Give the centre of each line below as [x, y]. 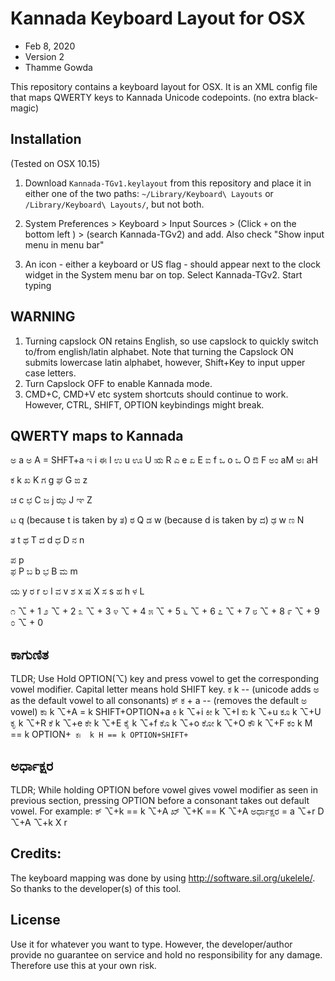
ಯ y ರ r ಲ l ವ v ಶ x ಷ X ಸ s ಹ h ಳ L [77, 591]
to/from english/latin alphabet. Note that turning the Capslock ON [159, 351]
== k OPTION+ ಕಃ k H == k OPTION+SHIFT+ [99, 734]
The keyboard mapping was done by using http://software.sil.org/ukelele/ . [163, 878]
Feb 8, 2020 [50, 46]
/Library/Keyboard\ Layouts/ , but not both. [114, 204]
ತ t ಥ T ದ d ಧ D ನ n [47, 540]
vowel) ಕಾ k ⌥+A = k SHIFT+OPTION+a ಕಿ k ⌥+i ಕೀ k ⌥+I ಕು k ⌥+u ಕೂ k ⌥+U [166, 712]
